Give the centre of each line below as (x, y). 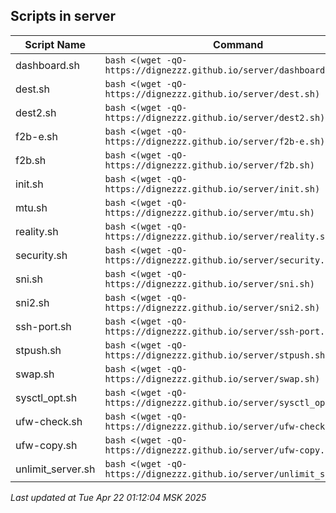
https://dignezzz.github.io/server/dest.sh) (212, 93)
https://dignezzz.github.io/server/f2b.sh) (209, 165)
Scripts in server (63, 16)
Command (238, 44)
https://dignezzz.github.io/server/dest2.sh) (215, 117)
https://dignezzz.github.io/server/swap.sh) (212, 378)
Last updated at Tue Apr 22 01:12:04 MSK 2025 (108, 497)
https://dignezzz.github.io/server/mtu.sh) (209, 212)
